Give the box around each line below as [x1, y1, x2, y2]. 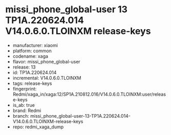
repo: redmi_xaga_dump [12, 124, 64, 130]
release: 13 [12, 64, 36, 70]
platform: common [12, 48, 52, 54]
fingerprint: [12, 85, 37, 92]
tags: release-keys [12, 80, 52, 86]
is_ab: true [12, 102, 35, 108]
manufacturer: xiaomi [12, 42, 58, 48]
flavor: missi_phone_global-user [12, 58, 80, 64]
